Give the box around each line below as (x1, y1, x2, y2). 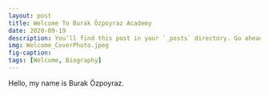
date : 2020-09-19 (8, 26, 66, 34)
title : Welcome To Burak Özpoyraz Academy (8, 19, 152, 27)
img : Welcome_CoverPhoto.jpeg (8, 42, 110, 50)
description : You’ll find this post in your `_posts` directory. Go (8, 34, 242, 42)
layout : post (8, 11, 52, 20)
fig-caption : (8, 49, 52, 57)
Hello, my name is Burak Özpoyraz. (8, 78, 124, 88)
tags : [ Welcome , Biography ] (8, 57, 102, 65)
